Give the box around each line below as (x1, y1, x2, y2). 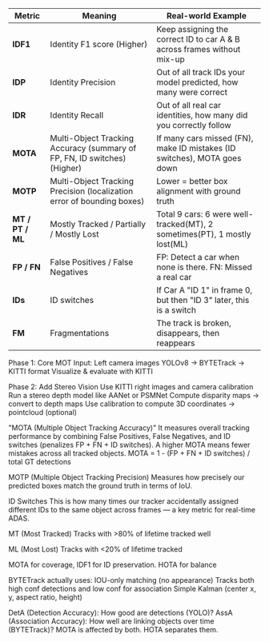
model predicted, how (155, 77, 239, 87)
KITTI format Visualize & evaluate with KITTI (8, 367, 154, 376)
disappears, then (155, 328, 220, 338)
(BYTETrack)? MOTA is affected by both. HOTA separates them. (8, 625, 219, 634)
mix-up (155, 54, 186, 65)
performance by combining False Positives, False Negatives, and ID (8, 432, 231, 441)
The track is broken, (155, 317, 232, 329)
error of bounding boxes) (50, 196, 145, 206)
